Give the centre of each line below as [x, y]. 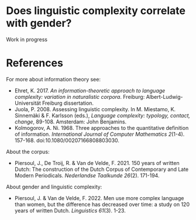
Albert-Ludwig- [164, 97]
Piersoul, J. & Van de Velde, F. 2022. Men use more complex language [99, 198]
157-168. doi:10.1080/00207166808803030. [67, 140]
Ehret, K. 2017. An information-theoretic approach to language [90, 90]
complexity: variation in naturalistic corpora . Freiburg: [80, 97]
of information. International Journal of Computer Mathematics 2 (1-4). [99, 134]
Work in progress [27, 39]
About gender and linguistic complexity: [54, 187]
